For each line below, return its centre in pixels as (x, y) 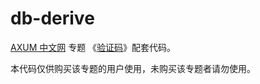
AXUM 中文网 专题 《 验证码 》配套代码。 (93, 47)
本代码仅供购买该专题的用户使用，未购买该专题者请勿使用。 (133, 68)
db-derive (52, 18)
